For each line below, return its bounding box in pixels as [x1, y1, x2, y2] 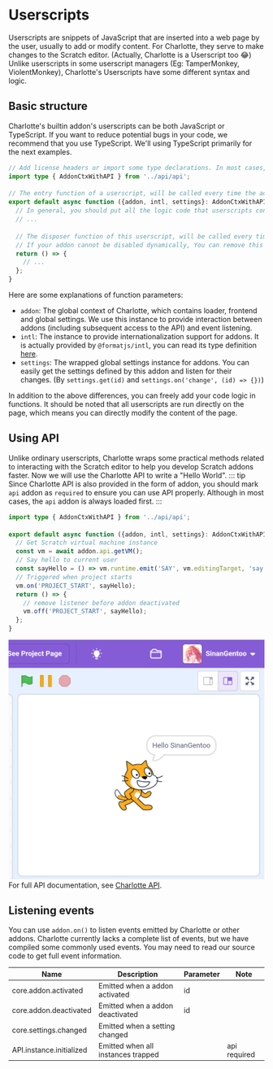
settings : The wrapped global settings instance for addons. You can [19, 358, 250, 367]
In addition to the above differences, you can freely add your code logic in [8, 391, 256, 400]
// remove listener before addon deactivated [23, 599, 180, 607]
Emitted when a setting [98, 1021, 175, 1031]
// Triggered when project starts [15, 573, 132, 581]
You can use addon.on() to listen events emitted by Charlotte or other [8, 925, 240, 935]
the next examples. [8, 146, 72, 156]
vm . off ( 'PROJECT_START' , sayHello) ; [23, 608, 148, 616]
